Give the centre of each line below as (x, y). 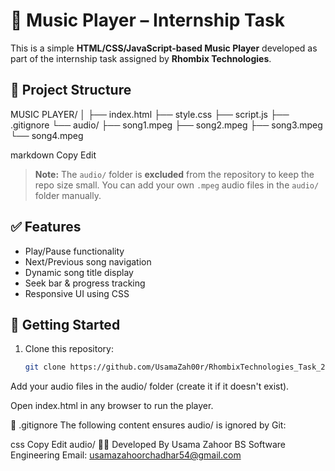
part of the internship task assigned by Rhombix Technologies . (141, 58)
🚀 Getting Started (65, 324)
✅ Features (46, 227)
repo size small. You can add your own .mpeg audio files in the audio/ (177, 185)
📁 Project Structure (71, 90)
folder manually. (68, 195)
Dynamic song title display (79, 272)
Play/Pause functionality (74, 251)
